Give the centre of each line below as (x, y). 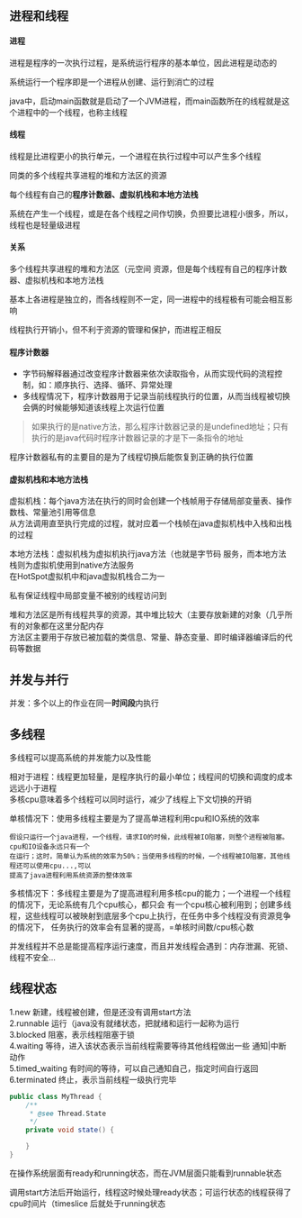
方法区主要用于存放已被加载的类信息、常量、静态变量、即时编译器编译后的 (147, 637)
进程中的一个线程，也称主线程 (72, 112)
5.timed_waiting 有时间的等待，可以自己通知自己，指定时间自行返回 (134, 1068)
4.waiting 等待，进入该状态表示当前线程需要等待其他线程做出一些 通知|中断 (148, 1045)
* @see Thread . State (67, 1113)
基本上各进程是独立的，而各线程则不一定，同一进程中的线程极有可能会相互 (147, 299)
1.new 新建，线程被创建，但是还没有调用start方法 (100, 1012)
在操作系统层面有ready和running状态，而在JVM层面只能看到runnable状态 (146, 1173)
